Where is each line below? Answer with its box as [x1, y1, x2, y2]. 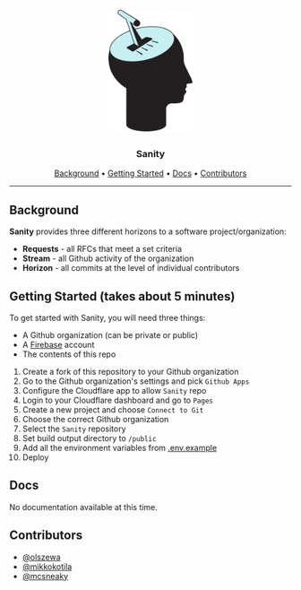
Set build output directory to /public [21, 433, 157, 444]
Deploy [21, 452, 49, 463]
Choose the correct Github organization [21, 414, 169, 425]
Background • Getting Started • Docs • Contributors [54, 168, 247, 178]
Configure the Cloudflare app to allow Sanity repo [21, 386, 207, 396]
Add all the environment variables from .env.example [21, 443, 218, 454]
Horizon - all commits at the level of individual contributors [21, 263, 240, 273]
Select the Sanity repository [21, 423, 127, 434]
